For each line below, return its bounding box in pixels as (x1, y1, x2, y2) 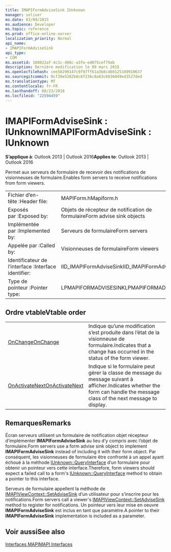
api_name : (5, 41, 26, 46)
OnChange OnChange (8, 339, 60, 346)
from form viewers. (5, 180, 45, 186)
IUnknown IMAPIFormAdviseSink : (5, 126, 152, 138)
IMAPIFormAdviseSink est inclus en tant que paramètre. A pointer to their (5, 507, 160, 513)
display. (88, 401, 107, 408)
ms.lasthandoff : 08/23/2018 (5, 88, 65, 94)
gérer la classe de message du (88, 369, 162, 377)
